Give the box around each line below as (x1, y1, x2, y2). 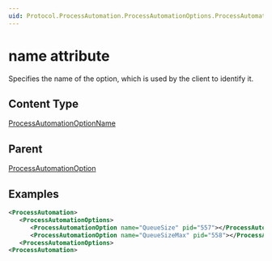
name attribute (8, 46, 110, 65)
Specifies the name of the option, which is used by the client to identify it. (8, 74, 253, 83)
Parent (8, 142, 43, 156)
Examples (8, 187, 59, 201)
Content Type (8, 96, 79, 110)
